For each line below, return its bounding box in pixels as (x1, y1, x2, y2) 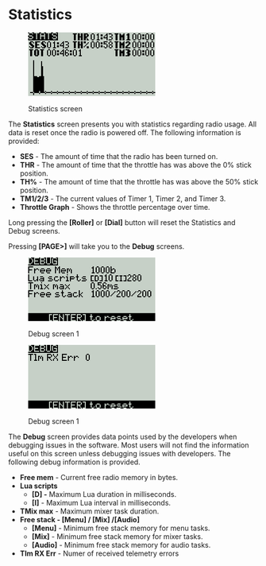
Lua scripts (19, 481, 58, 490)
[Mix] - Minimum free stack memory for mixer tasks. (31, 531, 203, 541)
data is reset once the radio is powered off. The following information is (8, 127, 241, 137)
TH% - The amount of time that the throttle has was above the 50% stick (19, 176, 259, 186)
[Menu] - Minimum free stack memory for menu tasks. (31, 523, 210, 533)
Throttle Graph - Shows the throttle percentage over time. (19, 202, 210, 211)
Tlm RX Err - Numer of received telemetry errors (19, 549, 179, 558)
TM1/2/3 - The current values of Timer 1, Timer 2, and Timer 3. (19, 193, 226, 204)
